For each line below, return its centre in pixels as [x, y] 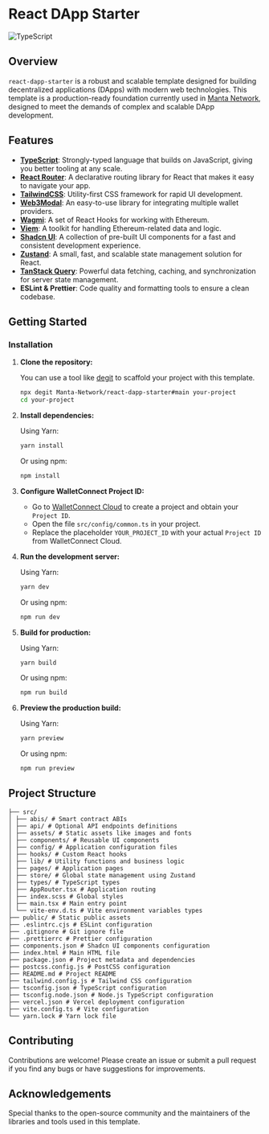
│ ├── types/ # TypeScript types [64, 882]
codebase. [38, 296]
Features [31, 140]
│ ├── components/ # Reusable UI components [84, 840]
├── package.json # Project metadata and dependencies [102, 959]
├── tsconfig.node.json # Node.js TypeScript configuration [111, 995]
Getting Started [48, 321]
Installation [31, 344]
